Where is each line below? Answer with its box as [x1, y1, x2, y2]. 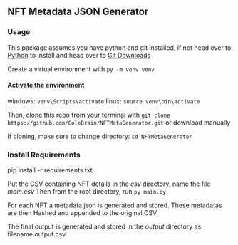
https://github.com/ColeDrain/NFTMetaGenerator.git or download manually [7, 118, 231, 127]
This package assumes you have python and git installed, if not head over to [7, 43, 232, 52]
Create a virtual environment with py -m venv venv [7, 64, 155, 73]
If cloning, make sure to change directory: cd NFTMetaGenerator [7, 132, 192, 140]
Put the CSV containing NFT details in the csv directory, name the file [7, 179, 211, 188]
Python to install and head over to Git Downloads [7, 51, 151, 59]
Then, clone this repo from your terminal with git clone [7, 110, 171, 119]
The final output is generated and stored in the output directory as [7, 222, 202, 231]
